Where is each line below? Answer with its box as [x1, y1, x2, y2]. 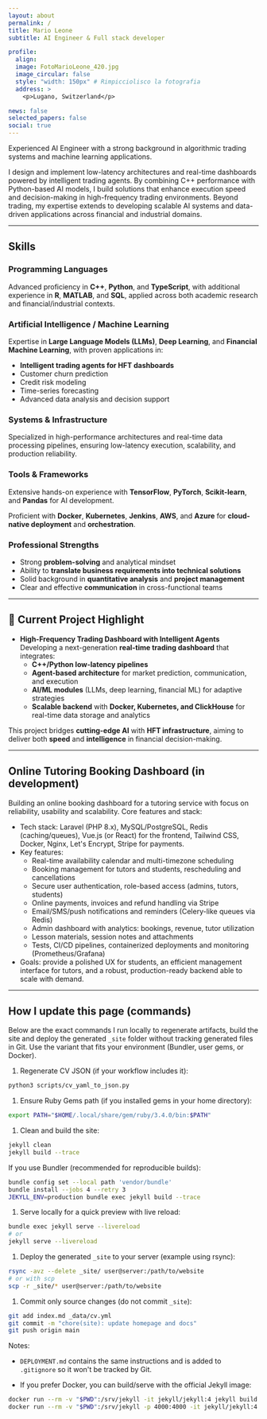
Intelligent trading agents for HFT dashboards [19, 360, 175, 370]
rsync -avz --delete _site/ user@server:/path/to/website [8, 1267, 204, 1276]
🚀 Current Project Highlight [8, 613, 145, 626]
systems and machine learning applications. [8, 152, 153, 161]
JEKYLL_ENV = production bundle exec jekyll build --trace [8, 1193, 201, 1201]
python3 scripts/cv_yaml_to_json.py [8, 1082, 130, 1090]
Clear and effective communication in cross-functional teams [19, 582, 223, 592]
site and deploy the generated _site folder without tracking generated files [8, 1034, 253, 1044]
